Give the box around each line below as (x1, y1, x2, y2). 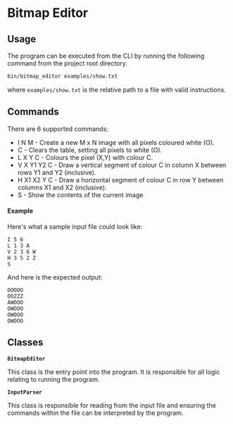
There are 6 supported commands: (7, 125, 109, 133)
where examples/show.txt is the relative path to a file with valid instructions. (7, 85, 227, 94)
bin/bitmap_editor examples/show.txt (7, 73, 118, 80)
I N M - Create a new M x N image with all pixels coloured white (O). (17, 138, 215, 146)
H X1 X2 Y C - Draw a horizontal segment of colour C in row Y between (17, 175, 224, 184)
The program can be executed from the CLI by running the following (7, 51, 205, 60)
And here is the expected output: (7, 273, 103, 281)
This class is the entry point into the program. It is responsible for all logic (7, 368, 220, 376)
